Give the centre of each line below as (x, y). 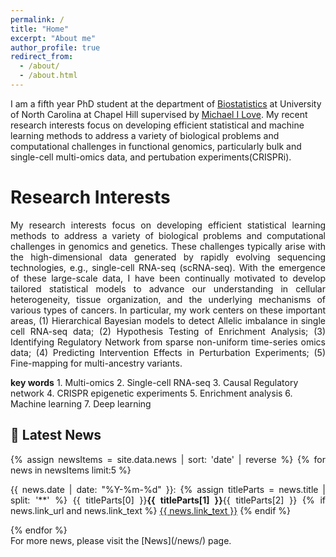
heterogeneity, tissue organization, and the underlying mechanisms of (168, 299)
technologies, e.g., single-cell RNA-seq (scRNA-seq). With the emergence (168, 267)
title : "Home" (40, 29)
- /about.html (48, 76)
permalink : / (37, 19)
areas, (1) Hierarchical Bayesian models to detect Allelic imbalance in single (168, 320)
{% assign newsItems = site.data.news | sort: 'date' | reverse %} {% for (168, 459)
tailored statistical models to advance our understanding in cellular (168, 288)
